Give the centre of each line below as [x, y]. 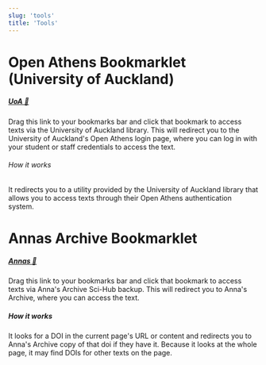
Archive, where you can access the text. [74, 298]
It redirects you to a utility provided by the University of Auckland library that [133, 189]
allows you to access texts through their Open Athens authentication [120, 198]
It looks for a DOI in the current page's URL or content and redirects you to [130, 336]
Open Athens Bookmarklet [97, 62]
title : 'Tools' [33, 23]
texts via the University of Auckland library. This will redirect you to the [124, 130]
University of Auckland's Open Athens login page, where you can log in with [133, 138]
